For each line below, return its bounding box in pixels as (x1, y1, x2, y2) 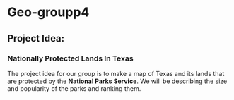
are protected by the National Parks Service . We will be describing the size (7, 77, 228, 85)
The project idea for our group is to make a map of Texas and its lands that (7, 69, 225, 77)
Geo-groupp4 (7, 4, 90, 20)
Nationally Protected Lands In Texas (7, 54, 134, 63)
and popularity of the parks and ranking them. (7, 84, 141, 92)
